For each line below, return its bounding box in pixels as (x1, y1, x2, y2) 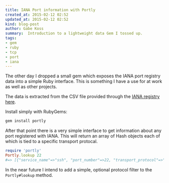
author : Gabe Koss (5, 26, 44, 31)
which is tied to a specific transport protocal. (5, 139, 98, 145)
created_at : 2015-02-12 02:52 (5, 12, 69, 17)
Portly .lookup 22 (5, 153, 42, 158)
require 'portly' (5, 148, 42, 153)
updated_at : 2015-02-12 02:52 (5, 17, 69, 22)
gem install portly (5, 118, 46, 124)
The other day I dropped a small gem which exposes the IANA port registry (5, 73, 161, 79)
